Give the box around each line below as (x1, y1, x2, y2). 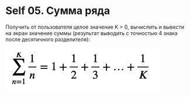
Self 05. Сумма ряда (5, 4, 110, 18)
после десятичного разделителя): (5, 36, 90, 43)
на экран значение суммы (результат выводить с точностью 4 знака (5, 29, 178, 36)
